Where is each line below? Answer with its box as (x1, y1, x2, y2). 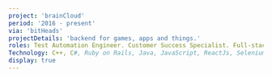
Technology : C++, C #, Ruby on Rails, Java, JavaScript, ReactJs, (8, 49, 233, 57)
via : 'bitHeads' (8, 26, 63, 34)
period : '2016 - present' (8, 19, 96, 27)
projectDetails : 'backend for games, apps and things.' (8, 34, 201, 43)
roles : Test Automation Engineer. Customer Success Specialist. (8, 42, 230, 50)
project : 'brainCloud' (8, 11, 85, 20)
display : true (8, 57, 57, 65)
